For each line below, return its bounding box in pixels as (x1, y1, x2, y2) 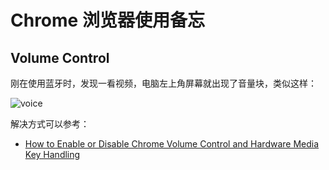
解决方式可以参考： (10, 118, 90, 130)
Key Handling (24, 149, 81, 160)
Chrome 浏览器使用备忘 (10, 9, 205, 32)
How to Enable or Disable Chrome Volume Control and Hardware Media (24, 138, 320, 150)
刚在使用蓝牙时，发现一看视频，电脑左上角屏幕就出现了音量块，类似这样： (10, 77, 317, 89)
